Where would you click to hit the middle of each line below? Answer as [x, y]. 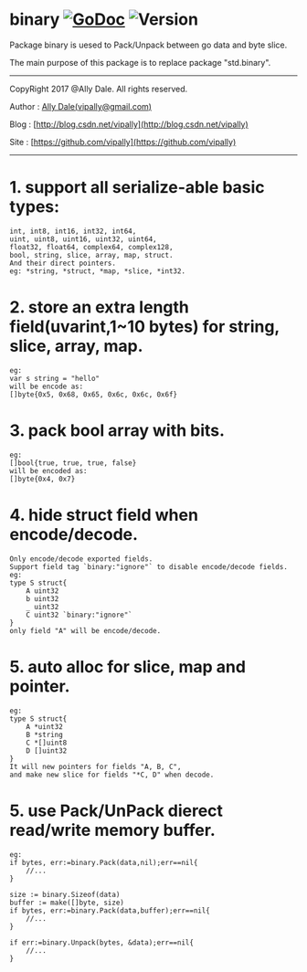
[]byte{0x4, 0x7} [42, 479]
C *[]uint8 [47, 743]
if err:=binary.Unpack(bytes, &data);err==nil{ [102, 942]
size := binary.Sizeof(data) [65, 894]
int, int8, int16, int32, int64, [73, 231]
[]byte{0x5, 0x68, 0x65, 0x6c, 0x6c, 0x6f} [94, 394]
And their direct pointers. [63, 263]
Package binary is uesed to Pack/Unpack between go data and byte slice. [148, 45]
